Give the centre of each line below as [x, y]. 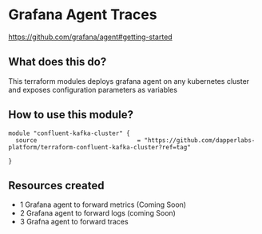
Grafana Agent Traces [83, 15]
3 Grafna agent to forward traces [74, 222]
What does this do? [58, 62]
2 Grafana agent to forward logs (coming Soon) [97, 213]
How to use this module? [71, 115]
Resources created [56, 185]
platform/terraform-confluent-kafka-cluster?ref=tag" [100, 147]
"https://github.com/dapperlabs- [200, 140]
